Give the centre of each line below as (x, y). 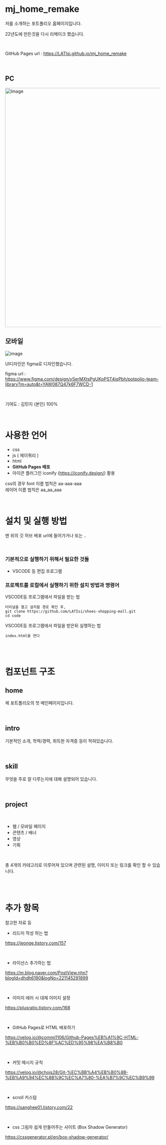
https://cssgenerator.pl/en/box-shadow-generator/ (57, 1137)
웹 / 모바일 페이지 (29, 826)
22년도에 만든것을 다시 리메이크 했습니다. (45, 34)
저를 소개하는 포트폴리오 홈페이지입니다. (43, 23)
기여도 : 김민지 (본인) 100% (32, 404)
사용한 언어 (26, 435)
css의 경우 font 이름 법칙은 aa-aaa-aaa (43, 483)
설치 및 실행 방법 (36, 521)
